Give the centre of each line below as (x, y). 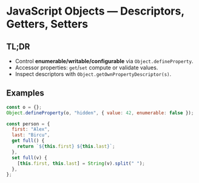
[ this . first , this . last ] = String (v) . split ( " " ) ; (81, 163)
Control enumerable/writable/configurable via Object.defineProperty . (104, 61)
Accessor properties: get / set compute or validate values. (86, 67)
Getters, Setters (47, 24)
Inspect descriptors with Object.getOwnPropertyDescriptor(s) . (93, 74)
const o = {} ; (24, 107)
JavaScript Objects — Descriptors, (95, 11)
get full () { (28, 141)
